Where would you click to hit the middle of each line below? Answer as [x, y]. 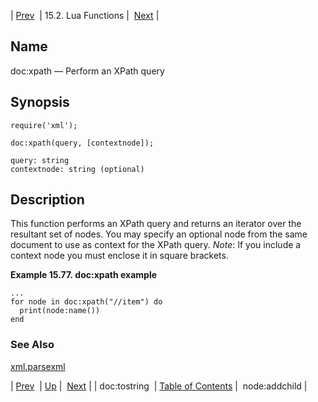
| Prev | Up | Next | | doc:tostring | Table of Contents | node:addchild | [159, 386]
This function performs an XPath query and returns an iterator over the [156, 224]
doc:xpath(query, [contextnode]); [82, 143]
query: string [40, 160]
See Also [32, 345]
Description [47, 200]
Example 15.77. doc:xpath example [84, 275]
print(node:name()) [60, 311]
